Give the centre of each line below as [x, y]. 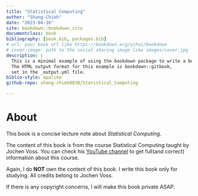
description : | [25, 55]
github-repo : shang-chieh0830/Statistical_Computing [72, 83]
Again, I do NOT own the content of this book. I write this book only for [92, 169]
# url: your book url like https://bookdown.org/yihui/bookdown [87, 45]
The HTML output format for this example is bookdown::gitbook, [92, 66]
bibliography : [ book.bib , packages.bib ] [57, 39]
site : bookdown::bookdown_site [44, 28]
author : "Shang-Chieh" [34, 17]
